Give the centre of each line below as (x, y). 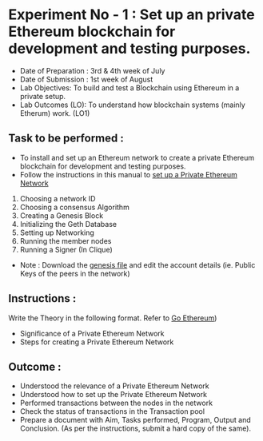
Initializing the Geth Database (68, 224)
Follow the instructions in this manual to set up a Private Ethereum (128, 174)
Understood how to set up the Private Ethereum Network (114, 395)
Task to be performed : (66, 139)
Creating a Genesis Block (62, 215)
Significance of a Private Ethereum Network (92, 333)
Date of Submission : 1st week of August (86, 79)
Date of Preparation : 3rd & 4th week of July (92, 70)
